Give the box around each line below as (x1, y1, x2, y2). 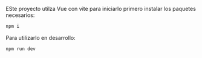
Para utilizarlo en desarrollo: (5, 34, 76, 41)
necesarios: (5, 11, 35, 19)
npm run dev (5, 45, 36, 52)
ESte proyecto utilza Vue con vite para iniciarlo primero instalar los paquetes (5, 5, 196, 12)
